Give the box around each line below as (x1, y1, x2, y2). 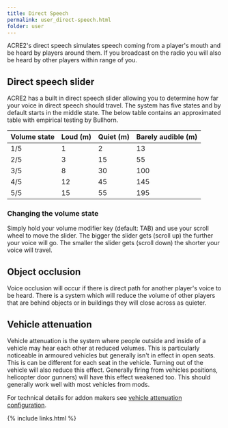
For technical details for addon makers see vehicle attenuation (7, 394, 182, 402)
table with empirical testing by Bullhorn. (7, 116, 119, 124)
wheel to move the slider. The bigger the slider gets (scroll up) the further (7, 231, 214, 240)
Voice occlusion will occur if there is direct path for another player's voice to (7, 284, 222, 292)
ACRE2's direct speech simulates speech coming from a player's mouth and (7, 42, 221, 50)
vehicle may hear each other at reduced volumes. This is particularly (7, 344, 200, 353)
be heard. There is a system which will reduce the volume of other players (7, 292, 216, 300)
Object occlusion (7, 266, 81, 277)
